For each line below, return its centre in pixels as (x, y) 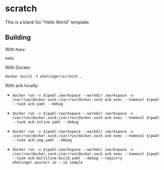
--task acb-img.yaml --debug (42, 140)
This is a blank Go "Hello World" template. (47, 22)
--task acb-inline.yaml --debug (45, 122)
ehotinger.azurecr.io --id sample (47, 162)
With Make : (15, 49)
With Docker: (18, 67)
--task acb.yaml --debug (38, 104)
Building (18, 37)
